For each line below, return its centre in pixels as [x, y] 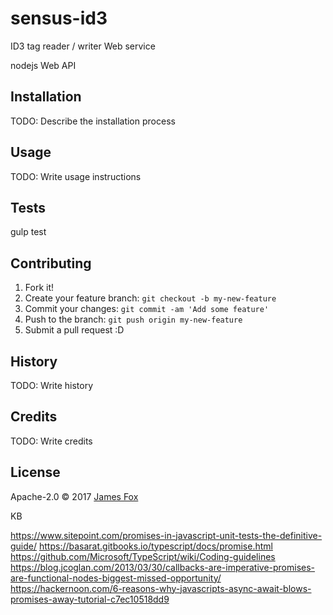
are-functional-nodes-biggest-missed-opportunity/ [116, 578]
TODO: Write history [52, 385]
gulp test [28, 232]
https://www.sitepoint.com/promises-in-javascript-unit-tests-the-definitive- [166, 535]
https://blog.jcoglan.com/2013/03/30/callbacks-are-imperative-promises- [163, 567]
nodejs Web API [43, 65]
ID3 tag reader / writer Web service [83, 46]
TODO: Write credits [51, 441]
